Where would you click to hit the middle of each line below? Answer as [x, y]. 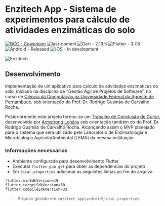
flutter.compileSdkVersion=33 [36, 189]
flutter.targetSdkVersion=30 [35, 185]
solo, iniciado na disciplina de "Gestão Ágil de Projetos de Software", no [78, 91]
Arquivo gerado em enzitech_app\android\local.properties [78, 199]
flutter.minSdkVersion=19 [32, 181]
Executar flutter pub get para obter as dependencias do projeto [79, 166]
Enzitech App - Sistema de [61, 9]
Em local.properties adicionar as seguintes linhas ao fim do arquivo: [83, 172]
